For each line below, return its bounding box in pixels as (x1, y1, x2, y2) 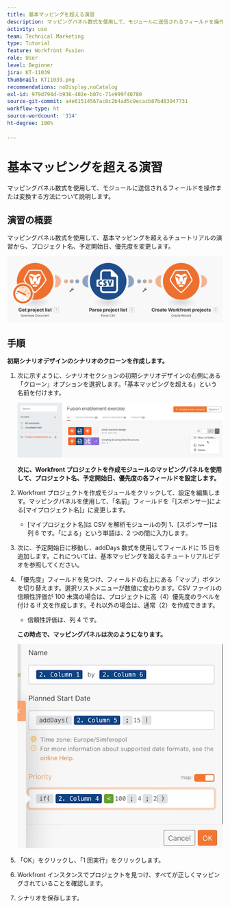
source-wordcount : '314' (7, 113, 78, 120)
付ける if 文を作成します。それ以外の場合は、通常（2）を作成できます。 (16, 601, 219, 609)
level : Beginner (7, 62, 53, 69)
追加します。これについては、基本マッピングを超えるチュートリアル (16, 552, 209, 560)
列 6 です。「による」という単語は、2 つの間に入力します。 (27, 529, 192, 537)
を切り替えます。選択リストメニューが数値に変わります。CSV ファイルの (16, 584, 222, 592)
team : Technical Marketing (7, 33, 84, 40)
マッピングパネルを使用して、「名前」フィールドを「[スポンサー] (28, 497, 210, 506)
